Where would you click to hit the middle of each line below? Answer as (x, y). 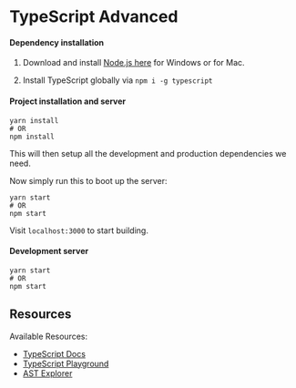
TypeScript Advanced (94, 17)
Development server (49, 251)
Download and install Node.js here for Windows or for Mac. (133, 63)
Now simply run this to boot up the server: (88, 180)
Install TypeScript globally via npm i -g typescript (117, 80)
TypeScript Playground (66, 363)
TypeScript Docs (54, 353)
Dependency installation (57, 42)
